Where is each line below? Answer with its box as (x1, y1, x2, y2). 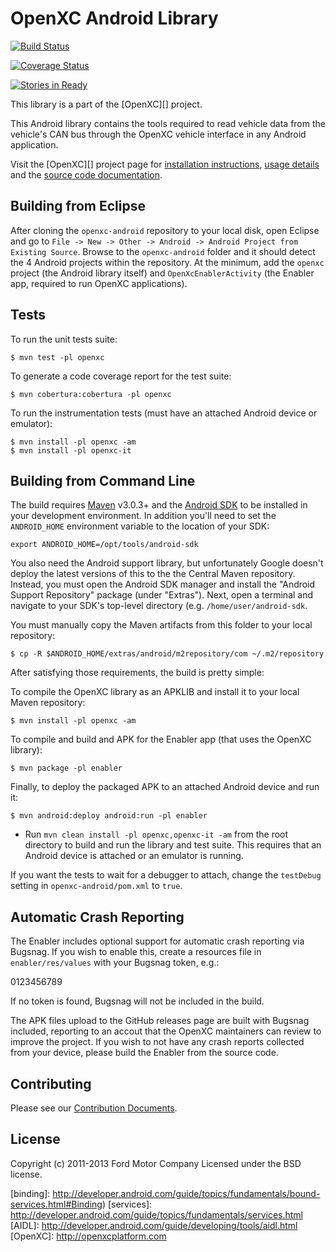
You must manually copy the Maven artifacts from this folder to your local (10, 619, 313, 631)
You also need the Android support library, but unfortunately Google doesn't (10, 557, 324, 569)
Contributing (10, 1075, 92, 1092)
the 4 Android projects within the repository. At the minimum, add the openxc (10, 256, 325, 268)
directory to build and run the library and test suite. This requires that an (24, 839, 322, 851)
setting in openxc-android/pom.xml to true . (10, 880, 183, 892)
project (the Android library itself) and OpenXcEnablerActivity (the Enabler (10, 267, 315, 279)
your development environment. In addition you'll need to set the (10, 510, 277, 522)
